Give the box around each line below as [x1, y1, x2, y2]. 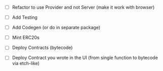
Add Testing [12, 15, 37, 21]
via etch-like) [12, 60, 40, 66]
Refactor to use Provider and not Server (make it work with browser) [12, 5, 155, 10]
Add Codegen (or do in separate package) [12, 25, 101, 31]
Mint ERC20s [12, 35, 40, 41]
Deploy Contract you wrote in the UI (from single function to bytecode [12, 55, 158, 61]
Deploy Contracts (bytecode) [12, 45, 73, 51]
